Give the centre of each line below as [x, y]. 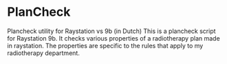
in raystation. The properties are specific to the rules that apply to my [105, 45]
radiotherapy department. [44, 53]
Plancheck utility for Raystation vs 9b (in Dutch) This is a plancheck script [111, 31]
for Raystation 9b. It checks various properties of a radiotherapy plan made [113, 38]
